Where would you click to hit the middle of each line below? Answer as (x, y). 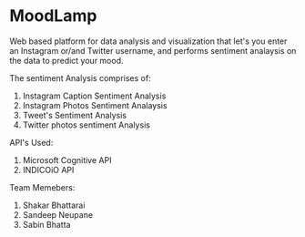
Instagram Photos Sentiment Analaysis (95, 105)
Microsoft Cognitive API (67, 160)
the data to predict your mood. (66, 60)
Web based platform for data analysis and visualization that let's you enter (148, 41)
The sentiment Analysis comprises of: (81, 77)
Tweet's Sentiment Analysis (75, 115)
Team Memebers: (42, 187)
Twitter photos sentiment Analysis (86, 125)
